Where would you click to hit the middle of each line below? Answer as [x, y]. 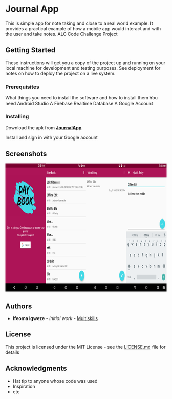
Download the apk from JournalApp [44, 128]
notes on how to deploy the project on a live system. [60, 73]
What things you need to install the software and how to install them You [81, 98]
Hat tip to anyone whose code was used [55, 381]
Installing [17, 116]
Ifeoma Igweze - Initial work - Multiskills [55, 318]
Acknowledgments [36, 368]
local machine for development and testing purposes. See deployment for [83, 68]
